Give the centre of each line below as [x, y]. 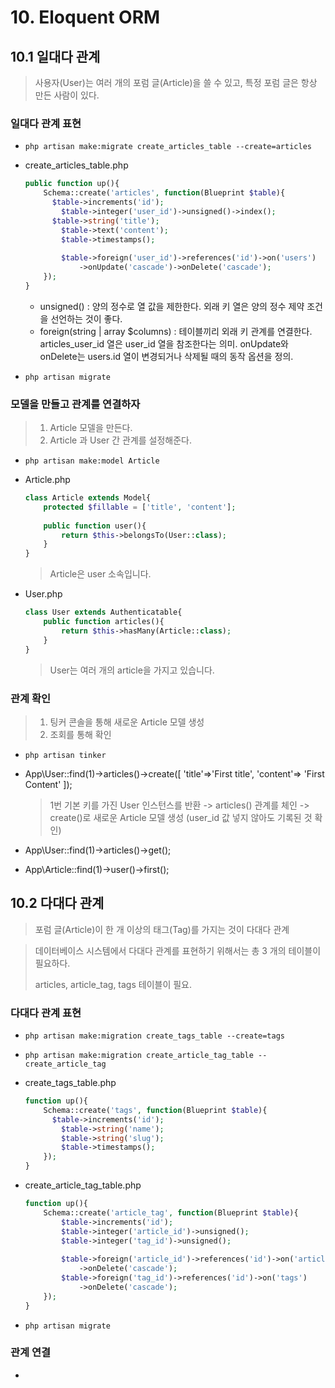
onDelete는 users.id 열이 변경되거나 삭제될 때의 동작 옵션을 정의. [166, 356]
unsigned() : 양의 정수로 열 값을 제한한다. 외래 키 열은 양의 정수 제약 [172, 306]
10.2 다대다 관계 [57, 903]
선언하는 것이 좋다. [86, 318]
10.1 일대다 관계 [55, 56]
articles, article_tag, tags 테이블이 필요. [113, 984]
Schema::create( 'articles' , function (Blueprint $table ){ [164, 193]
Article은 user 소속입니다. [100, 574]
